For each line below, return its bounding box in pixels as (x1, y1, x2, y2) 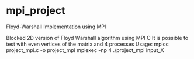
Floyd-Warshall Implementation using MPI (6, 23, 106, 30)
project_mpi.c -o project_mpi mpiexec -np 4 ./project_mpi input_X (6, 46, 165, 53)
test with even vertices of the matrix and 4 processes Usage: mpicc (6, 40, 169, 47)
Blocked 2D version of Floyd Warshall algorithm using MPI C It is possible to (6, 34, 189, 41)
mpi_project (6, 4, 65, 17)
